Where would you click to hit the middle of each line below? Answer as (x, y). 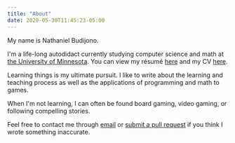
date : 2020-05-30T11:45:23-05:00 (56, 20)
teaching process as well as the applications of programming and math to (113, 82)
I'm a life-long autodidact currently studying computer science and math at (116, 54)
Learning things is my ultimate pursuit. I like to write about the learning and (115, 75)
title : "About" (29, 14)
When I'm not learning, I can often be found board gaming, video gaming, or (117, 103)
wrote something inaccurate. (49, 132)
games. (18, 90)
